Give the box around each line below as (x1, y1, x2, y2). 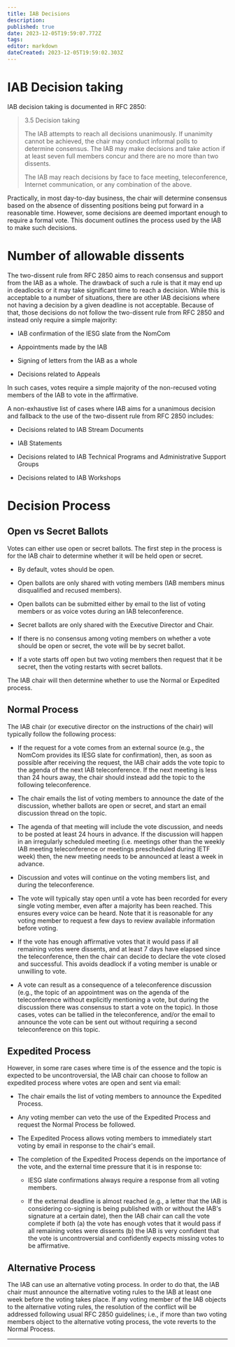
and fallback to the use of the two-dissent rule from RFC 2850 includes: (7, 412, 214, 420)
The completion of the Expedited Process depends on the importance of (17, 1155, 226, 1164)
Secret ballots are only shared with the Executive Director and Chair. (17, 620, 215, 629)
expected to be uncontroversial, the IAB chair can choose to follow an (7, 1071, 208, 1080)
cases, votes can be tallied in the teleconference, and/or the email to (17, 1010, 215, 1018)
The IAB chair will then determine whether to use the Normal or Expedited (7, 676, 220, 684)
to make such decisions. (7, 223, 78, 231)
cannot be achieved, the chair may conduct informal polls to (24, 137, 198, 145)
